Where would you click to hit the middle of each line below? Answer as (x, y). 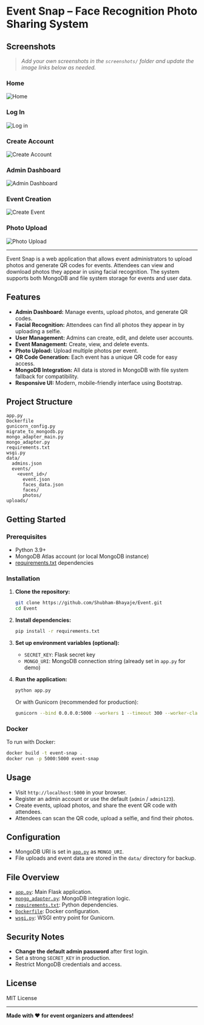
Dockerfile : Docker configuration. (57, 911)
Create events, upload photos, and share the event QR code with (96, 805)
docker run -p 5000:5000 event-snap (53, 758)
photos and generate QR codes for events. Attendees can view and (90, 265)
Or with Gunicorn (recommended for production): (76, 702)
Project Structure (39, 402)
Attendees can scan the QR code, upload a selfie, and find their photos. (104, 818)
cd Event (26, 608)
